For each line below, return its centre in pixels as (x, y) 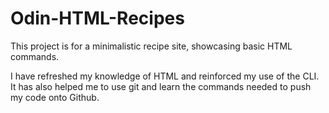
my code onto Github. (55, 97)
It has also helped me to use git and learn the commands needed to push (161, 86)
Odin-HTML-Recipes (97, 18)
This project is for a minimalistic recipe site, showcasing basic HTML (151, 46)
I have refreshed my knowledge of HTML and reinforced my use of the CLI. (165, 76)
